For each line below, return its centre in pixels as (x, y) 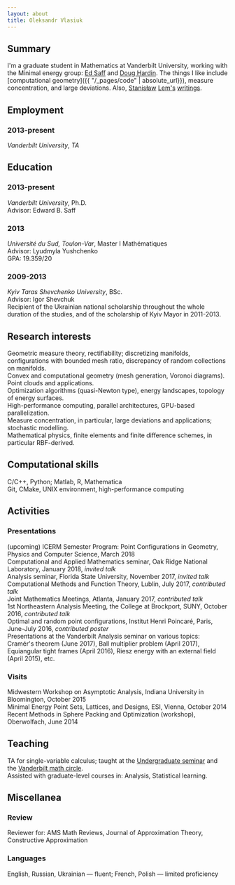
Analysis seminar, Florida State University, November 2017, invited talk (108, 576)
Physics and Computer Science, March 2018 (71, 554)
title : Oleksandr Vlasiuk (45, 20)
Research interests (49, 337)
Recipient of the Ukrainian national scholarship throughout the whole (106, 307)
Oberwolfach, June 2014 (43, 721)
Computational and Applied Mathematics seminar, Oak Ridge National (107, 561)
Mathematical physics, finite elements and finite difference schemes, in (110, 435)
